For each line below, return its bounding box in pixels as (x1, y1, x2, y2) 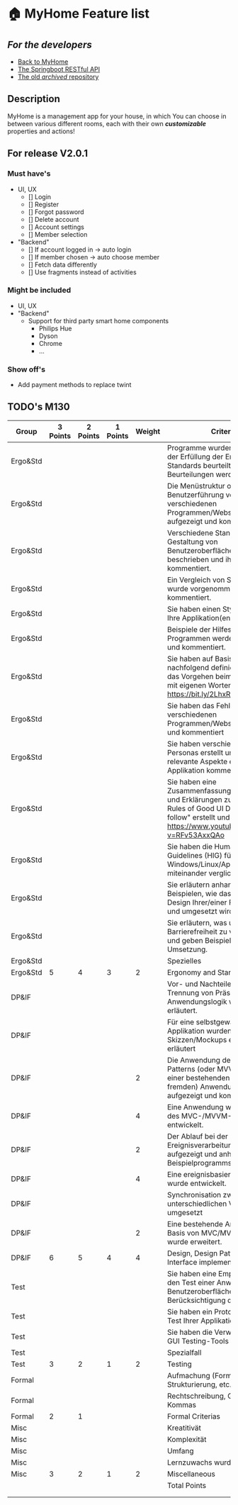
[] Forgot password (28, 207, 84, 216)
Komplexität (166, 1434, 207, 1444)
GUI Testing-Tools (166, 1336, 229, 1345)
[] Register (28, 200, 59, 208)
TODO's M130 (7, 401, 70, 413)
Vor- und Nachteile (166, 979, 232, 989)
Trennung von (166, 988, 214, 997)
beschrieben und (166, 554, 225, 564)
